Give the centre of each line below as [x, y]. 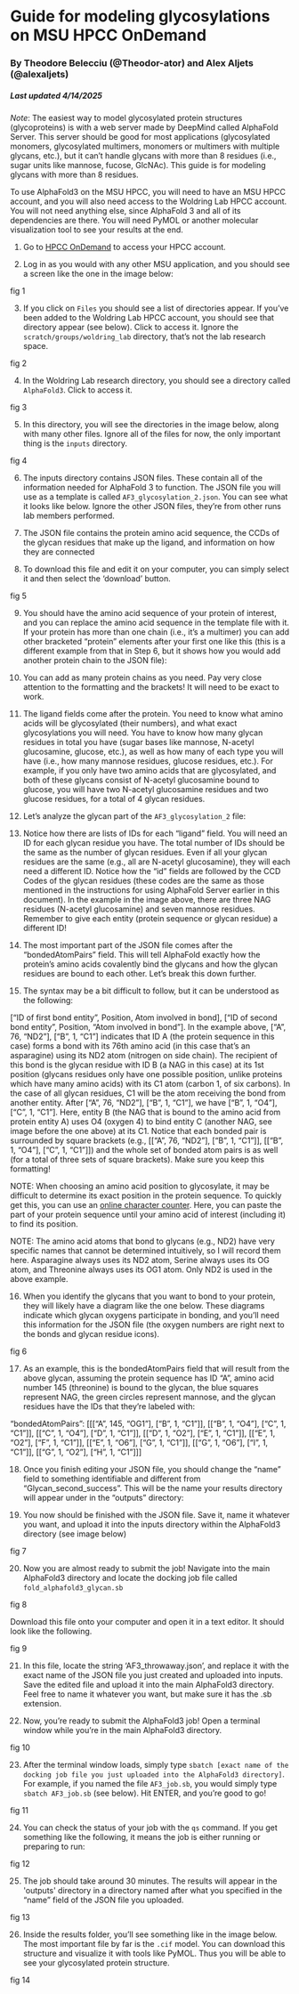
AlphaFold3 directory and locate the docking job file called [130, 1578]
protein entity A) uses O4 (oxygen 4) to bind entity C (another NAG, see [141, 1122]
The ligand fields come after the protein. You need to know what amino [153, 714]
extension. [42, 1704]
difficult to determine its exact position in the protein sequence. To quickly [146, 1196]
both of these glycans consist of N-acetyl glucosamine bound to [141, 780]
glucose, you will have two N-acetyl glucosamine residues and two [146, 790]
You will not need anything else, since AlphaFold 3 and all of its [125, 211]
